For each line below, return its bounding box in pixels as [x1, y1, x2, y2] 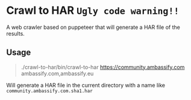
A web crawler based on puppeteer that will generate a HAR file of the [6, 23, 181, 31]
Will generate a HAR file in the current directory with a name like [6, 81, 166, 89]
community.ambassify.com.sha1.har [6, 88, 93, 94]
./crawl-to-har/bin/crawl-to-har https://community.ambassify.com [20, 63, 185, 70]
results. [6, 30, 25, 37]
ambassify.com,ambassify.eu [20, 70, 94, 77]
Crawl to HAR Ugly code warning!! [6, 4, 180, 17]
